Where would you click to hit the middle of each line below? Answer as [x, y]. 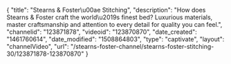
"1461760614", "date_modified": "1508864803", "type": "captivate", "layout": [115, 39]
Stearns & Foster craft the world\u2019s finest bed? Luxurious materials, [110, 17]
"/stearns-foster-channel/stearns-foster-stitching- [142, 46]
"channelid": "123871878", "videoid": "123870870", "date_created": [102, 32]
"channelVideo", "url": [38, 46]
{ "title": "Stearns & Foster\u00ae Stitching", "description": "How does [106, 10]
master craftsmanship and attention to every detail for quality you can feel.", [114, 24]
